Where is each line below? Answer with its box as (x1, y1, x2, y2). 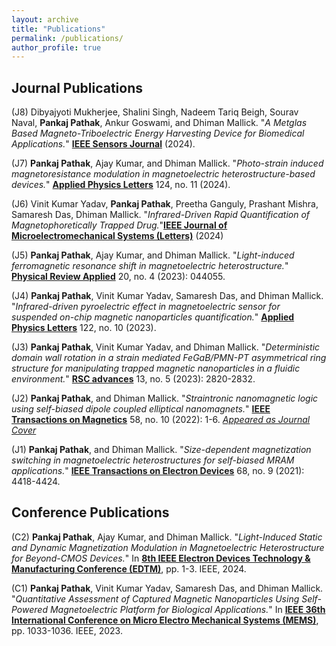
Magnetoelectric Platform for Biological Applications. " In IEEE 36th (49, 603, 326, 615)
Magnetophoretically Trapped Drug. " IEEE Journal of (11, 219, 228, 231)
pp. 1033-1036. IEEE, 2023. (11, 624, 123, 636)
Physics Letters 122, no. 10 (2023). (11, 322, 157, 334)
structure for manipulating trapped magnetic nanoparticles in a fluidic (11, 362, 301, 375)
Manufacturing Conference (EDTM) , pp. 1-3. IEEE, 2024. (11, 562, 247, 575)
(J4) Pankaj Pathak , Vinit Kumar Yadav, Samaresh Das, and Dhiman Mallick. (11, 290, 324, 302)
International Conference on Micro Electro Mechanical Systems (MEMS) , (11, 614, 319, 626)
